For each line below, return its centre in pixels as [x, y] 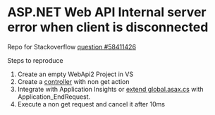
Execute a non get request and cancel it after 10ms [91, 104]
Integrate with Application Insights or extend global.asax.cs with [110, 89]
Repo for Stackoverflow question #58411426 [72, 47]
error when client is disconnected [108, 27]
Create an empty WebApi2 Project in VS [75, 74]
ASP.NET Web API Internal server [107, 12]
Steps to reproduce [35, 60]
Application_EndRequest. [54, 97]
